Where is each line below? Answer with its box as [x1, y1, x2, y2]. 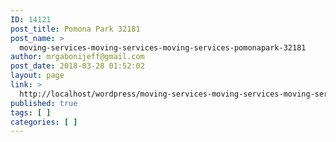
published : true [10, 98, 78, 108]
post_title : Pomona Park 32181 [10, 24, 141, 34]
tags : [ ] [10, 107, 52, 118]
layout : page [10, 71, 65, 81]
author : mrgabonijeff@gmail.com [10, 52, 145, 62]
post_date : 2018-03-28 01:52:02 [10, 61, 145, 71]
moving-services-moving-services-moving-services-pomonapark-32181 [19, 42, 307, 53]
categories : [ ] [10, 117, 78, 127]
